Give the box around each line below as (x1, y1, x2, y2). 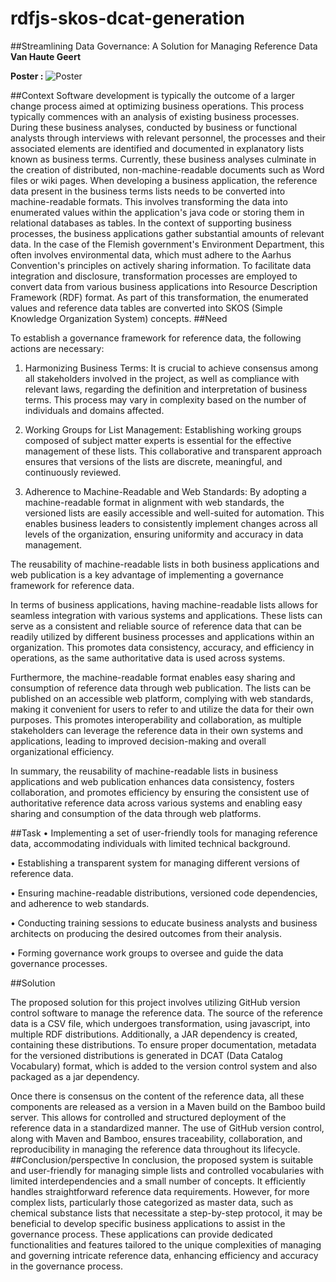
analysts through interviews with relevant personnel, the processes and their (10, 132, 326, 144)
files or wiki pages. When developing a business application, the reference (10, 174, 318, 186)
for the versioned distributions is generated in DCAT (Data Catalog (10, 1049, 283, 1061)
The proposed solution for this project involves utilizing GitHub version (10, 996, 301, 1008)
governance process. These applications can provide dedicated (10, 1228, 273, 1240)
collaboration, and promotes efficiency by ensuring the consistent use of (10, 786, 310, 798)
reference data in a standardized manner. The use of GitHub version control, (10, 1122, 325, 1134)
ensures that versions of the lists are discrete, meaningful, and (24, 455, 283, 467)
